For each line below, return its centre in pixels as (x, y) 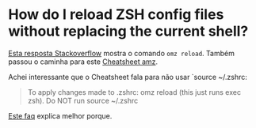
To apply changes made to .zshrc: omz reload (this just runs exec (134, 92)
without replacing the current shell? (128, 31)
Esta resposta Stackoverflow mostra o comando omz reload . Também (122, 53)
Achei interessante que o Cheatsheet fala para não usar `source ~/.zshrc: (128, 77)
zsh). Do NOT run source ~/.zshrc (83, 100)
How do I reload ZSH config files (116, 15)
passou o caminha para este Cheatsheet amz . (83, 62)
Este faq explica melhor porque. (60, 115)
